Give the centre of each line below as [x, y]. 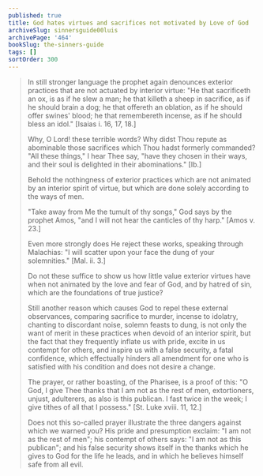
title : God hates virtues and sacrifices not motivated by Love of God [128, 23]
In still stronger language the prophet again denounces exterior [130, 82]
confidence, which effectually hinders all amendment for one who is [138, 358]
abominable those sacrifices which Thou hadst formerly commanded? [141, 148]
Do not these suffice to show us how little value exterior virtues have [139, 275]
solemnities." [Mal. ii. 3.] [67, 260]
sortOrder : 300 [33, 60]
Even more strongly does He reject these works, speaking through [135, 244]
